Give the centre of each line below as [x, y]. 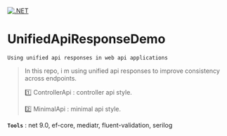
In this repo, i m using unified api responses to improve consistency [122, 71]
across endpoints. [51, 78]
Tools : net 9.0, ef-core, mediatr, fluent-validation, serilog [90, 125]
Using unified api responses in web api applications [88, 57]
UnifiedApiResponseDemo [86, 39]
